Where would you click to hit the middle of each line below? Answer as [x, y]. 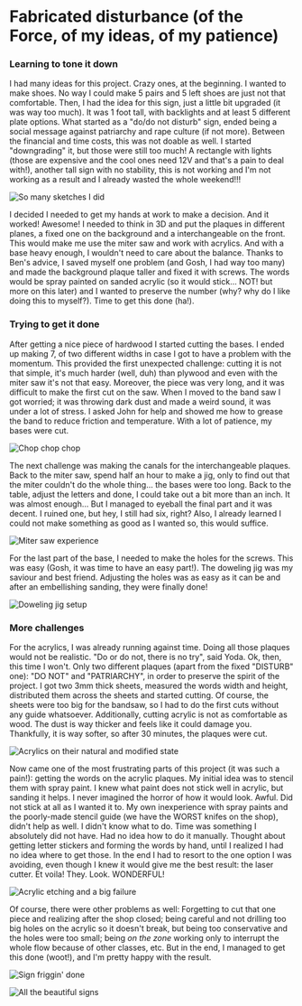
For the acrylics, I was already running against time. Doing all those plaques [150, 647]
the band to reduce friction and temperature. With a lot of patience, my [141, 421]
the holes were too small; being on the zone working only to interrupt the [144, 938]
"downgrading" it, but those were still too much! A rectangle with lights [141, 151]
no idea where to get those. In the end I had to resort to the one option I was [151, 855]
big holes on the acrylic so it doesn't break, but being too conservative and [149, 928]
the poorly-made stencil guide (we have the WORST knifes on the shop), [144, 817]
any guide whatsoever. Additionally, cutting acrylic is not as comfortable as [149, 714]
